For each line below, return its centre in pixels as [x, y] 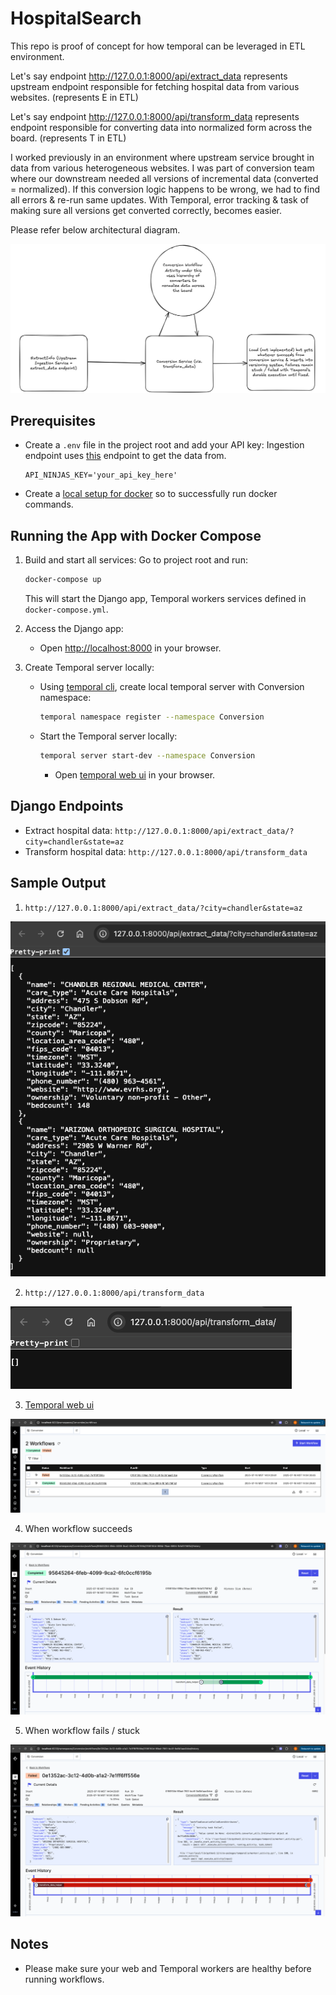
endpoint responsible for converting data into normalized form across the [161, 127]
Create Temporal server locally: [89, 668]
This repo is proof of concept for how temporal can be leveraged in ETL [158, 46]
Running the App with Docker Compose [136, 535]
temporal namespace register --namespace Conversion [152, 717]
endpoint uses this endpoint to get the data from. [125, 456]
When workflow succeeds [78, 1528]
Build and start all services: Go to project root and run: [136, 560]
